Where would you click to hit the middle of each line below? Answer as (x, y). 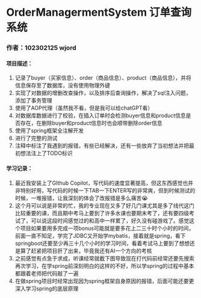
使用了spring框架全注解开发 (49, 131)
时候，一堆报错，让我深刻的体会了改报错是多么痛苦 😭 (82, 198)
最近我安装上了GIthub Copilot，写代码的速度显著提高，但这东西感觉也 (101, 183)
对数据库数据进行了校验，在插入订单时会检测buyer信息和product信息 (100, 116)
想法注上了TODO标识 (46, 153)
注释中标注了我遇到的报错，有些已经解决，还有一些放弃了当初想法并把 (102, 146)
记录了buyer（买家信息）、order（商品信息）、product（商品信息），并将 (103, 78)
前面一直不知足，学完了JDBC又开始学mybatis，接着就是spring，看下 (100, 235)
